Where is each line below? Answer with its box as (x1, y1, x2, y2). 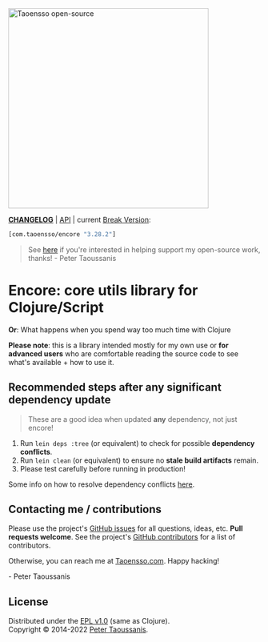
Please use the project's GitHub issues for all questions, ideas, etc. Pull (8, 524, 243, 533)
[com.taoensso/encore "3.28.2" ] (8, 231, 116, 239)
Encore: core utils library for (8, 282, 198, 299)
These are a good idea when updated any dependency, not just (27, 414, 238, 423)
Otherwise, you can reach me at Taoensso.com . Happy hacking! (8, 556, 220, 566)
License (8, 595, 49, 608)
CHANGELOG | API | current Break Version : (8, 215, 151, 224)
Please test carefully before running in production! (19, 463, 186, 473)
